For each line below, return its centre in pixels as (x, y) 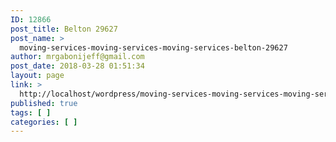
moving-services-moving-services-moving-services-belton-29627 (153, 47)
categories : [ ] (44, 122)
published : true (44, 103)
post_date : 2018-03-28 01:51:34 (77, 66)
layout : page (37, 76)
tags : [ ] (31, 112)
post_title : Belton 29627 (64, 29)
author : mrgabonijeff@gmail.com (77, 57)
